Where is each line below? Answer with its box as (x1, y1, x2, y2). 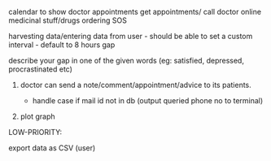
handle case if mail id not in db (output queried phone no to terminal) (32, 96, 264, 105)
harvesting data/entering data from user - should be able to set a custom (8, 32, 253, 41)
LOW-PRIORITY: (8, 128, 63, 137)
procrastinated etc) (8, 64, 73, 74)
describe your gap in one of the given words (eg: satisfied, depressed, (8, 56, 244, 65)
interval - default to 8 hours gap (8, 40, 116, 50)
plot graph (20, 111, 55, 121)
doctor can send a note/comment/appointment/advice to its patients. (20, 80, 252, 89)
